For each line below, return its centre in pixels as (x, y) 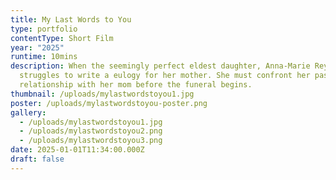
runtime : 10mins (44, 57)
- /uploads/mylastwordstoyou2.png (91, 131)
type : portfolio (44, 29)
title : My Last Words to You (71, 19)
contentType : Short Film (62, 38)
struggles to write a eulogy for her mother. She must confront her (165, 76)
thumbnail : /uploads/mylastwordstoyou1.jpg (102, 94)
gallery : (28, 112)
